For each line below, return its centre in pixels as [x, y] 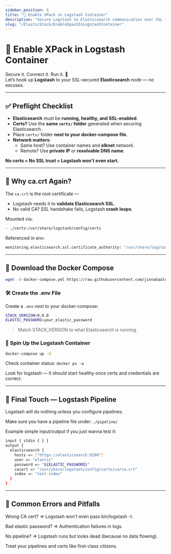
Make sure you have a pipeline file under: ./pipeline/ [62, 421]
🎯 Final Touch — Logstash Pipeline [61, 399]
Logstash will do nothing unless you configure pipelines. [64, 412]
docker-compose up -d [28, 354]
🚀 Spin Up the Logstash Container [48, 343]
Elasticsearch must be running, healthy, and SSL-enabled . [75, 118]
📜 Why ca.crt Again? [38, 181]
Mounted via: [19, 219]
